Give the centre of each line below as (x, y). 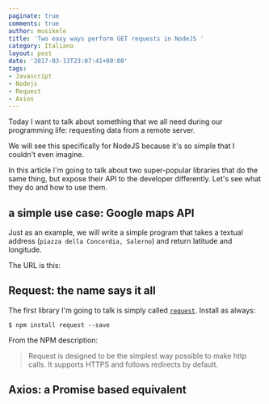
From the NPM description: (53, 340)
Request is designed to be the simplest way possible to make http (137, 355)
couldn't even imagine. (46, 155)
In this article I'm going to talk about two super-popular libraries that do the (133, 170)
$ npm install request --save (59, 325)
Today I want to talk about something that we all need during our (116, 121)
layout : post (30, 53)
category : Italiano (41, 46)
